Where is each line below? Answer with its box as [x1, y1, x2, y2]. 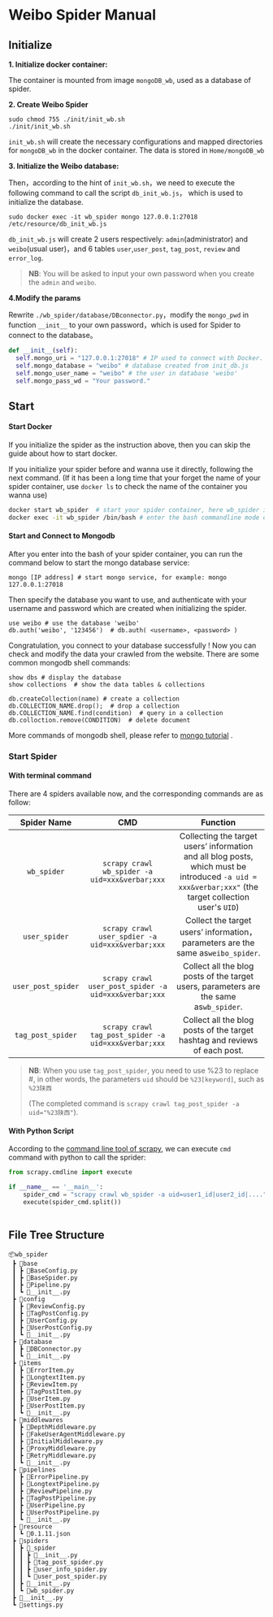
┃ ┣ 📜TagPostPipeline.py [11, 1494, 96, 1502]
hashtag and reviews [178, 1034, 258, 1046]
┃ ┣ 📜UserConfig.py [11, 1316, 79, 1325]
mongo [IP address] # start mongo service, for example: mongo [8, 573, 227, 582]
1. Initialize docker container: [8, 59, 108, 69]
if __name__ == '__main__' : [8, 1183, 104, 1191]
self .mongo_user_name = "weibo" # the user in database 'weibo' [15, 369, 238, 377]
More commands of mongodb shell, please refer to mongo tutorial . [8, 730, 233, 740]
